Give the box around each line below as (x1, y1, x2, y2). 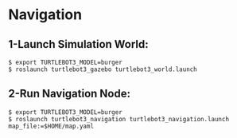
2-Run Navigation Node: (8, 87, 131, 101)
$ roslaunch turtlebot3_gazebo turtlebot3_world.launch (8, 65, 197, 73)
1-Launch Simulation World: (8, 37, 149, 51)
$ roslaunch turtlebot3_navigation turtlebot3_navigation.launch (8, 115, 229, 123)
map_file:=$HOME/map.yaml (8, 122, 94, 130)
